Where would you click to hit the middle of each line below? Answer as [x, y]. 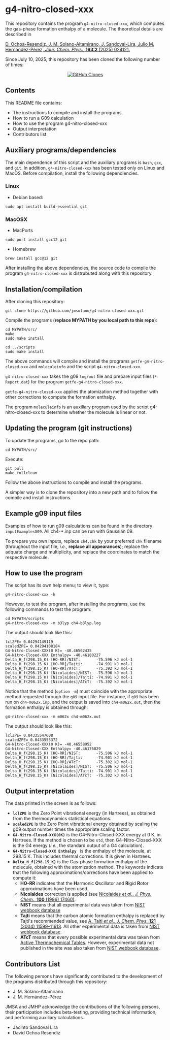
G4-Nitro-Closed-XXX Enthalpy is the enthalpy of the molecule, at [82, 851]
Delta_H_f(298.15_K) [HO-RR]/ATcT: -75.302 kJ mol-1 [69, 762]
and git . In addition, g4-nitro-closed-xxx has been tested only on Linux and [85, 168]
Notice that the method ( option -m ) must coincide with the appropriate [79, 691]
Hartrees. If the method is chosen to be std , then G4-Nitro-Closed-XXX [87, 840]
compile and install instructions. [39, 497]
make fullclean [21, 473]
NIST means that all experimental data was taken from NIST [83, 905]
